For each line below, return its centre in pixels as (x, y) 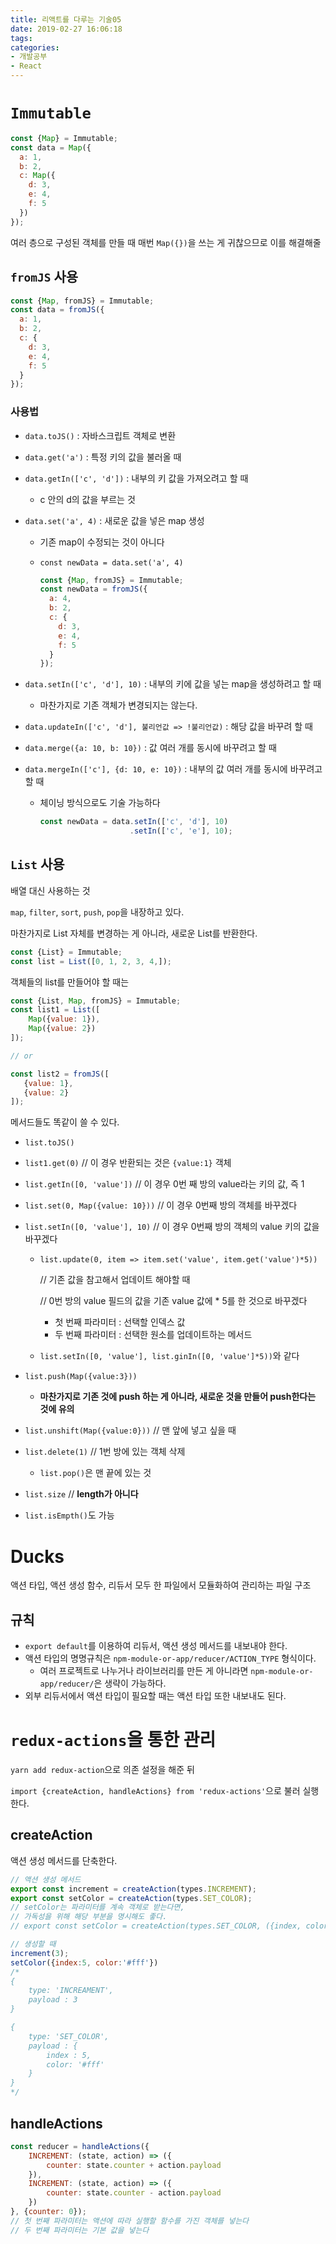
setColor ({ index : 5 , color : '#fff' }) (84, 1962)
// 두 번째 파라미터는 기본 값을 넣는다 (80, 2230)
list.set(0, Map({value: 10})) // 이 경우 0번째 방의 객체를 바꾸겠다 (161, 1205)
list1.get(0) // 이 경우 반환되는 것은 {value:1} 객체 (128, 1163)
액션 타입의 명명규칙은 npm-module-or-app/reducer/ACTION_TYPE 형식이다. (170, 1658)
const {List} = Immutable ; (66, 952)
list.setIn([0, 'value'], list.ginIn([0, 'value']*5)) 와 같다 (169, 1356)
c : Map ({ (37, 176)
